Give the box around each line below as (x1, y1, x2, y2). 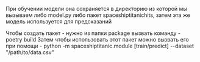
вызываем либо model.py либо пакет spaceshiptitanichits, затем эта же (5, 11, 190, 19)
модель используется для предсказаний (5, 18, 112, 25)
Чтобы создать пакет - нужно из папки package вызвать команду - (5, 29, 181, 37)
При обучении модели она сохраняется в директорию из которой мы (5, 5, 187, 12)
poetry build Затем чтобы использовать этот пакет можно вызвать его (5, 36, 190, 43)
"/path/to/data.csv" (5, 49, 54, 56)
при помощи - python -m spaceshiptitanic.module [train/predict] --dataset (5, 42, 195, 49)
